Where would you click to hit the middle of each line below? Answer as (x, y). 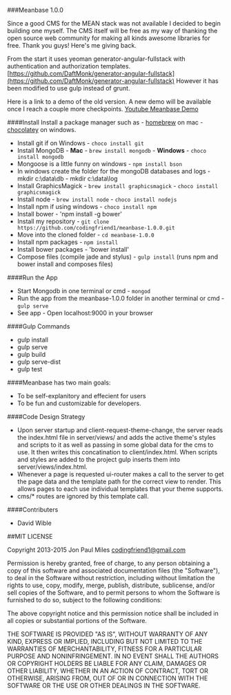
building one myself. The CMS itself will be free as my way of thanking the (112, 31)
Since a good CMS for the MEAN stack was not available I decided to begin (114, 23)
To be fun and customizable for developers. (79, 403)
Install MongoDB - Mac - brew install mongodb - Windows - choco (112, 150)
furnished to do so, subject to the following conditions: (84, 600)
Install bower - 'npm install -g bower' (70, 214)
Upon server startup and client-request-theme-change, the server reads (120, 430)
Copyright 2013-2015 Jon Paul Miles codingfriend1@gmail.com (97, 550)
